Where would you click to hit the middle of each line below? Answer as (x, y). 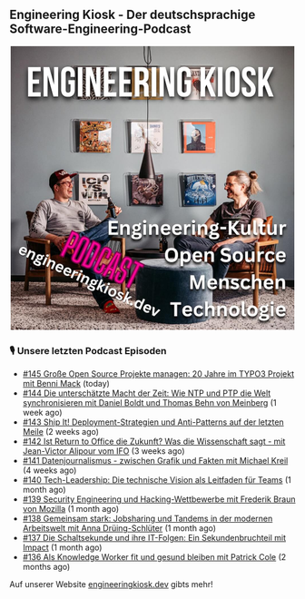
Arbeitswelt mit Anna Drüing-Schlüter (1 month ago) (119, 528)
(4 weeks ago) (49, 470)
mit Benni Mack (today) (66, 384)
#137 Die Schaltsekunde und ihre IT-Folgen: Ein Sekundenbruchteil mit (154, 538)
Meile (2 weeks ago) (61, 432)
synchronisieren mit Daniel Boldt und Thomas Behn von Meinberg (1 (149, 403)
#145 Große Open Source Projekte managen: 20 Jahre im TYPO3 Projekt (158, 374)
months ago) (46, 567)
